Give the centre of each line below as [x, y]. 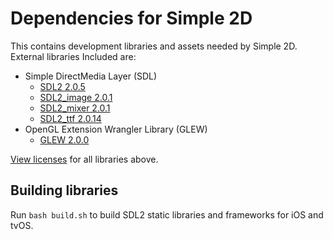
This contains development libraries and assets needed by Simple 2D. [154, 46]
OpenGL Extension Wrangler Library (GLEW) [116, 129]
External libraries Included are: [73, 56]
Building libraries [64, 190]
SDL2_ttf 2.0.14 [70, 118]
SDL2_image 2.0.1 [76, 97]
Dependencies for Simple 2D [131, 18]
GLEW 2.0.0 [64, 139]
